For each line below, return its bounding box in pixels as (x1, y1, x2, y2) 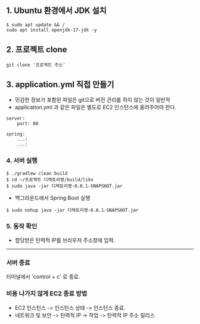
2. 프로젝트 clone (6, 45, 67, 55)
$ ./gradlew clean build (6, 170, 68, 177)
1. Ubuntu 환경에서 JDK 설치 (6, 5, 107, 16)
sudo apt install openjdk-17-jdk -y (6, 27, 97, 33)
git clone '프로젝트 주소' (6, 62, 65, 68)
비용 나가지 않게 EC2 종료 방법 (6, 290, 87, 298)
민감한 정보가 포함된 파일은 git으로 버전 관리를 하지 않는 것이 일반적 (14, 96, 171, 103)
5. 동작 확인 (6, 222, 37, 230)
